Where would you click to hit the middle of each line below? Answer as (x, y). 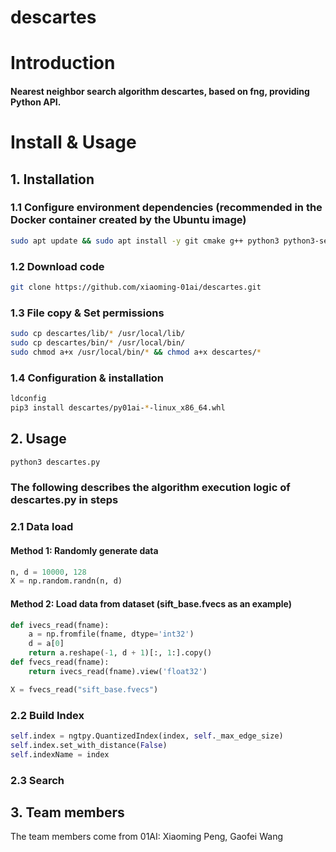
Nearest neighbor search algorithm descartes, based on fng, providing (160, 91)
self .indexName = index (60, 754)
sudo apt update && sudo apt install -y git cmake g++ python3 (145, 241)
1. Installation (52, 179)
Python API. (36, 102)
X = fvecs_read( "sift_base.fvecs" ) (84, 689)
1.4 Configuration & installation (87, 378)
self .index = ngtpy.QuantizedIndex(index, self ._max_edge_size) (147, 736)
